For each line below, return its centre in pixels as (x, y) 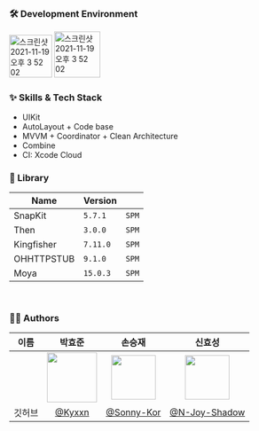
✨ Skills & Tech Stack (56, 98)
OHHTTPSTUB (44, 258)
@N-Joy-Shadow (208, 412)
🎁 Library (29, 177)
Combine (39, 145)
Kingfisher (35, 244)
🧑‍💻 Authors (34, 317)
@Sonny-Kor (133, 412)
